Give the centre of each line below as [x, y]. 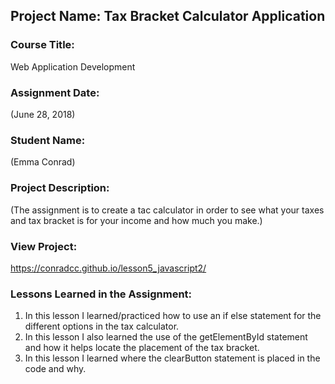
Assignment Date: [55, 92]
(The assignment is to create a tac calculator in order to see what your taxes [167, 210]
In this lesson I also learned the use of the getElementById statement [166, 337]
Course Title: [42, 45]
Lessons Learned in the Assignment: [101, 294]
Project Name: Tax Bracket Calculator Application [168, 16]
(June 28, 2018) [43, 114]
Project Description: [60, 188]
